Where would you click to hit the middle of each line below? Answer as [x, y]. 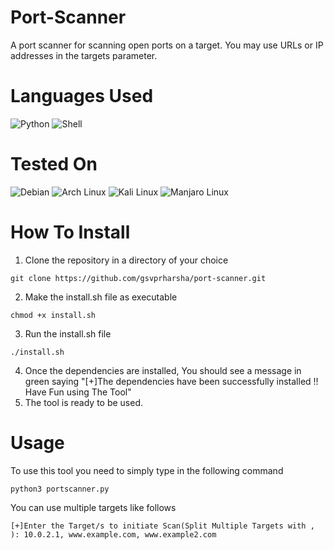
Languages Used [82, 96]
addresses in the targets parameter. [84, 55]
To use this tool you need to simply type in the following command [147, 470]
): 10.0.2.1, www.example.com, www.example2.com [113, 534]
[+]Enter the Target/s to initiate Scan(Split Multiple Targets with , [162, 526]
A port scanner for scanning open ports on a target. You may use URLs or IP [167, 45]
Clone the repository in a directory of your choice [126, 260]
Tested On [54, 164]
